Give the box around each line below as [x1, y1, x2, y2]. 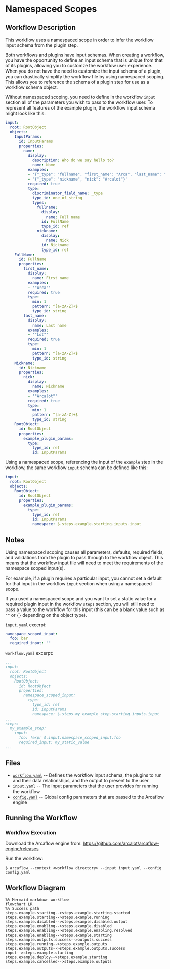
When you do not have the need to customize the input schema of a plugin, [5, 68, 162, 74]
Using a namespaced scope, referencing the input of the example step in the [5, 459, 163, 465]
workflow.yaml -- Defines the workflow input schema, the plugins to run [12, 772, 162, 778]
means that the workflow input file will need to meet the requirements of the [5, 560, 163, 566]
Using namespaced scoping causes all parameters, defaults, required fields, [5, 549, 164, 555]
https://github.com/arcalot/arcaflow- [82, 840, 159, 847]
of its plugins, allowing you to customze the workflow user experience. [5, 63, 153, 68]
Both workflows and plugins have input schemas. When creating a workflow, [5, 52, 165, 58]
